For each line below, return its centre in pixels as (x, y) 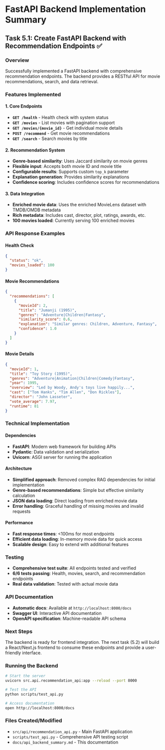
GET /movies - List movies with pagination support (64, 123)
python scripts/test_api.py (34, 694)
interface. (32, 653)
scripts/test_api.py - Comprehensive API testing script (70, 737)
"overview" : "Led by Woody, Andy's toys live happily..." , (72, 388)
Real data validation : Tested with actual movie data (65, 584)
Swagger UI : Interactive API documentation (57, 613)
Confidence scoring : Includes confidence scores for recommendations (86, 182)
